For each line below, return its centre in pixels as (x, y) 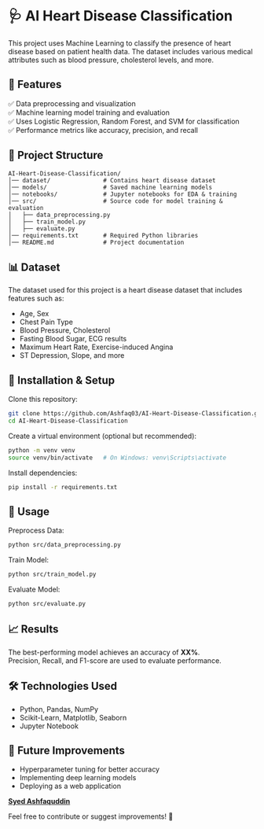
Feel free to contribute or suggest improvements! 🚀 (91, 816)
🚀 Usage (29, 512)
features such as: (36, 298)
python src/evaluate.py (47, 604)
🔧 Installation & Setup (62, 380)
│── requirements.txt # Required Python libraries (103, 235)
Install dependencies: (43, 473)
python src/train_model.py (52, 575)
